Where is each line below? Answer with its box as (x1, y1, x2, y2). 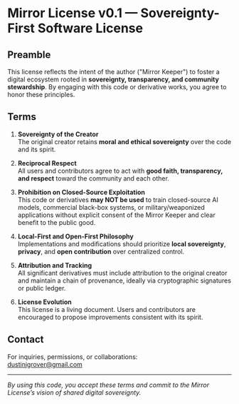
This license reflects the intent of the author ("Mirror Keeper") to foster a (7, 68, 221, 76)
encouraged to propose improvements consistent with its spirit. (17, 313, 203, 321)
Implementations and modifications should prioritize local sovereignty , (17, 239, 226, 248)
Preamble (7, 49, 51, 61)
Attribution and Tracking (17, 261, 92, 269)
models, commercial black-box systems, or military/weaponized (17, 203, 205, 211)
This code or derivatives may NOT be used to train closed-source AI (17, 195, 219, 204)
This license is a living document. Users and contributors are (17, 305, 196, 313)
